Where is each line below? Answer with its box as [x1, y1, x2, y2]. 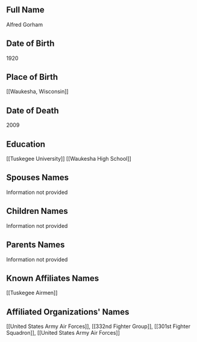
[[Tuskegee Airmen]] [6, 289, 58, 297]
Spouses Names [6, 172, 69, 183]
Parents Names [6, 240, 65, 250]
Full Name [6, 5, 45, 15]
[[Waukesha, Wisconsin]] [6, 88, 69, 95]
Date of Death [6, 105, 59, 115]
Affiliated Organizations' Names [6, 306, 130, 317]
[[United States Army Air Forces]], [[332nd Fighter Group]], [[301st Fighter [6, 323, 191, 330]
